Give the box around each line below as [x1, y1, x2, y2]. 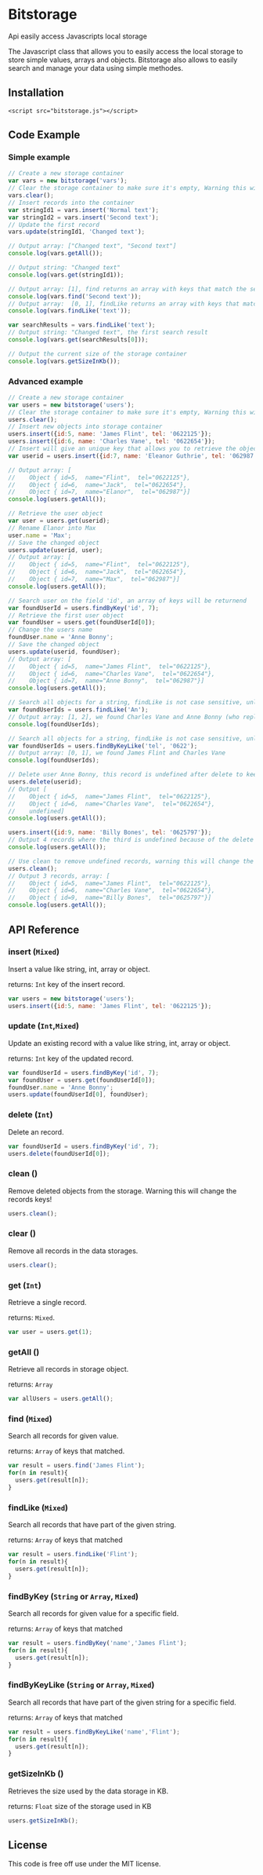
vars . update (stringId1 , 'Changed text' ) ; [8, 228, 146, 236]
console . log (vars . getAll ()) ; [8, 250, 103, 258]
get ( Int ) [8, 1280, 41, 1291]
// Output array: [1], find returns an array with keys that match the [8, 285, 247, 293]
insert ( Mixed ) [8, 946, 60, 957]
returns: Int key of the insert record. [8, 979, 125, 989]
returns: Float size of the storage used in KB [8, 1801, 152, 1811]
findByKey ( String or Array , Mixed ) [8, 1591, 139, 1602]
